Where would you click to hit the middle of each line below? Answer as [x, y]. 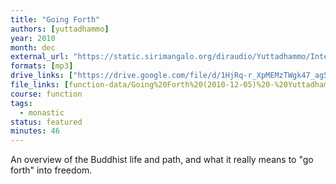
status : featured [46, 122]
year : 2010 [33, 38]
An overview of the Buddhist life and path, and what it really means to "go [162, 160]
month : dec [33, 47]
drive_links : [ [42, 76]
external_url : [40, 57]
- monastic [42, 112]
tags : [21, 103]
